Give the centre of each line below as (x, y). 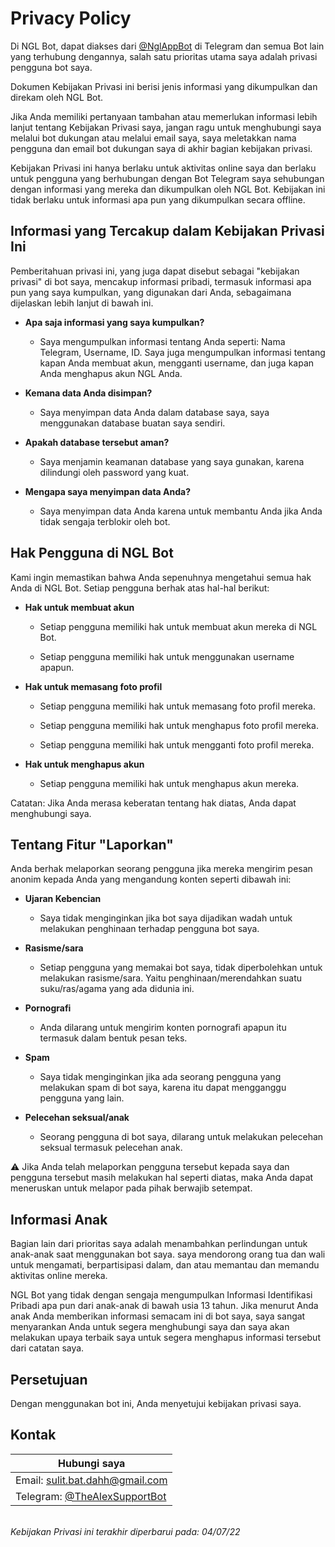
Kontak (33, 1435)
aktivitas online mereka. (59, 1276)
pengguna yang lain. (82, 1098)
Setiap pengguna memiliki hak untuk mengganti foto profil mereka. (177, 744)
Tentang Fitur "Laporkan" (92, 844)
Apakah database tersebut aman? (97, 442)
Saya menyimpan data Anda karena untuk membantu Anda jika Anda (181, 511)
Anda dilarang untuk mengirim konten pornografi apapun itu (163, 1028)
